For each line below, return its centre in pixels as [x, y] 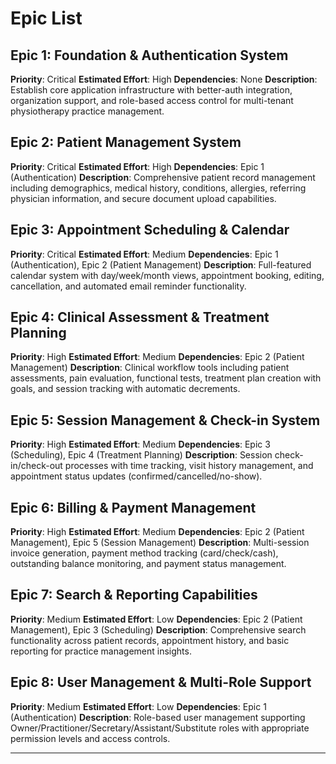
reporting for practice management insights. [101, 651]
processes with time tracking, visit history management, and [189, 466]
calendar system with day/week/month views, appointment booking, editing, [167, 275]
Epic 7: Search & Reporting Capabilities [134, 595]
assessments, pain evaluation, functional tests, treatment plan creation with [166, 378]
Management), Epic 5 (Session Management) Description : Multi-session [160, 543]
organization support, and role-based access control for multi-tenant [152, 100]
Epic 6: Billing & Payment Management [133, 507]
